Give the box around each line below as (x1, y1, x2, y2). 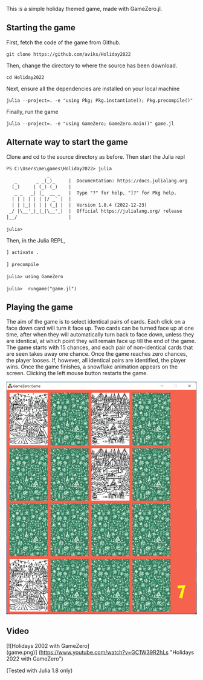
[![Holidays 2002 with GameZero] (6, 642, 89, 649)
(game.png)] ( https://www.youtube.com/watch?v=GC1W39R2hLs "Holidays (6, 648, 195, 656)
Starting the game (6, 22, 76, 33)
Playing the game (6, 302, 74, 313)
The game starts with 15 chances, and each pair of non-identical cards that (6, 344, 193, 351)
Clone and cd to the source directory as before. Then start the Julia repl (6, 153, 185, 160)
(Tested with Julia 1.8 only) (6, 667, 73, 674)
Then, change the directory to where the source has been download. (6, 62, 178, 69)
